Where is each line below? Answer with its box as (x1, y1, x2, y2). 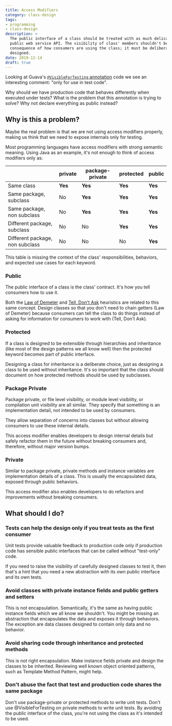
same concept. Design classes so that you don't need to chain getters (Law (5, 305, 165, 311)
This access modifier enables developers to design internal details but (5, 432, 154, 439)
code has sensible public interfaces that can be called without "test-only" (5, 548, 160, 554)
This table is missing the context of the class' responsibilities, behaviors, (5, 254, 158, 260)
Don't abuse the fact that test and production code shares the (5, 681, 162, 688)
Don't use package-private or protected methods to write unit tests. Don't (5, 699, 161, 705)
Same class (8, 182, 36, 190)
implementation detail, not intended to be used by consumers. (5, 407, 136, 413)
